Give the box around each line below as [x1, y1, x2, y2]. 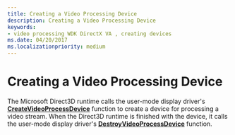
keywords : [7, 23, 37, 30]
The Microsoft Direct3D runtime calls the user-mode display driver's [7, 97, 206, 105]
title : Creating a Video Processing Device [7, 10, 138, 18]
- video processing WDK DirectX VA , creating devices [7, 30, 172, 37]
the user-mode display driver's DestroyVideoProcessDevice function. [7, 119, 213, 128]
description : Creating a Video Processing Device [7, 17, 157, 24]
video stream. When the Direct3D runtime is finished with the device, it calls [7, 112, 228, 120]
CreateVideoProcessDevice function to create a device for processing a [7, 104, 219, 113]
